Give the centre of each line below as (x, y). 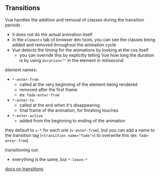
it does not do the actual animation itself (52, 34)
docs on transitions (24, 169)
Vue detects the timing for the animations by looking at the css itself (80, 50)
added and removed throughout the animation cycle (64, 45)
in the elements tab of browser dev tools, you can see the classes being (84, 39)
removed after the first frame (48, 89)
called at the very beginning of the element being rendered (78, 84)
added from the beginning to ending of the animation (72, 120)
